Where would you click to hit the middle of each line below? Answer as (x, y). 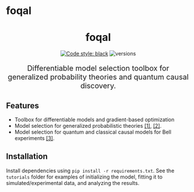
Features (22, 105)
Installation (27, 157)
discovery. (98, 86)
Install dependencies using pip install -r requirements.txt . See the (90, 170)
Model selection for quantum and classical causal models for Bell (93, 132)
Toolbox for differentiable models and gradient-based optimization (94, 119)
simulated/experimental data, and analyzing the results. (73, 183)
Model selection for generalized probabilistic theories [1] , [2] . (88, 125)
